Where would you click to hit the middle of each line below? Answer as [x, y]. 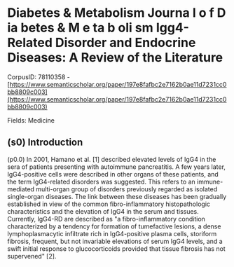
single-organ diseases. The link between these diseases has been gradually [117, 196]
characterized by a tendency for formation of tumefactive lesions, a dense [114, 226]
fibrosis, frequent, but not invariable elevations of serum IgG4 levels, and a [115, 241]
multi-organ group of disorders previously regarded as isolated [127, 189]
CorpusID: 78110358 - [39, 77]
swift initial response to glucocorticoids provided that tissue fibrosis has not [116, 248]
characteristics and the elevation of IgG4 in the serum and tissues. [103, 211]
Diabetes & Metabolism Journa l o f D [117, 13]
